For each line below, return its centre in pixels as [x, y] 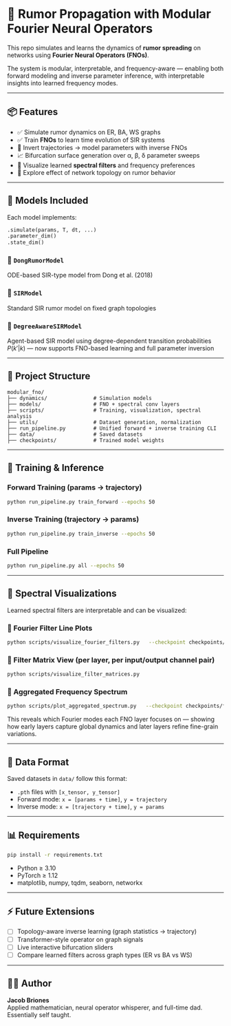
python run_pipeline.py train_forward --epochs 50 [81, 502]
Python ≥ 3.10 [36, 868]
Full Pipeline [28, 552]
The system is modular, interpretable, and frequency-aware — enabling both [115, 68]
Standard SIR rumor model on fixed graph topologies [82, 308]
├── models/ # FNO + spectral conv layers [93, 404]
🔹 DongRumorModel [35, 260]
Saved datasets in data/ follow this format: [67, 778]
